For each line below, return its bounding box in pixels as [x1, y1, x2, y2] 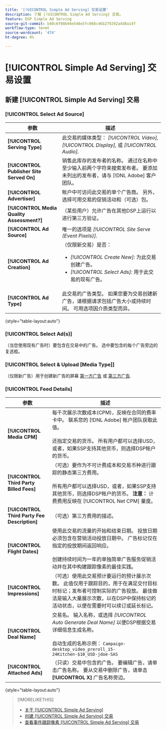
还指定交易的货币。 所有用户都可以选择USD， [52, 437, 158, 444]
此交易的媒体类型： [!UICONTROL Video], [62, 134, 159, 141]
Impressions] [7, 590, 40, 597]
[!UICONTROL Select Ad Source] [5, 111, 84, 118]
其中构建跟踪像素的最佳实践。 [67, 563, 137, 570]
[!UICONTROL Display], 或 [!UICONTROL [62, 142, 157, 149]
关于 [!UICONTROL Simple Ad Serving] [24, 707, 104, 713]
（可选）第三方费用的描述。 [52, 512, 117, 519]
